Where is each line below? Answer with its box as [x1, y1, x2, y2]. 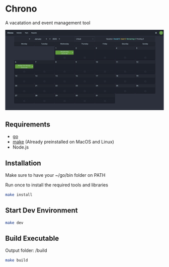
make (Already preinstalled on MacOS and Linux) [12, 139, 114, 145]
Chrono [5, 3, 37, 15]
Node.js [12, 144, 29, 150]
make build [5, 258, 28, 263]
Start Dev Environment [5, 206, 78, 215]
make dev [5, 220, 24, 225]
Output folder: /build [5, 247, 47, 253]
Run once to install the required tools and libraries [5, 182, 108, 188]
